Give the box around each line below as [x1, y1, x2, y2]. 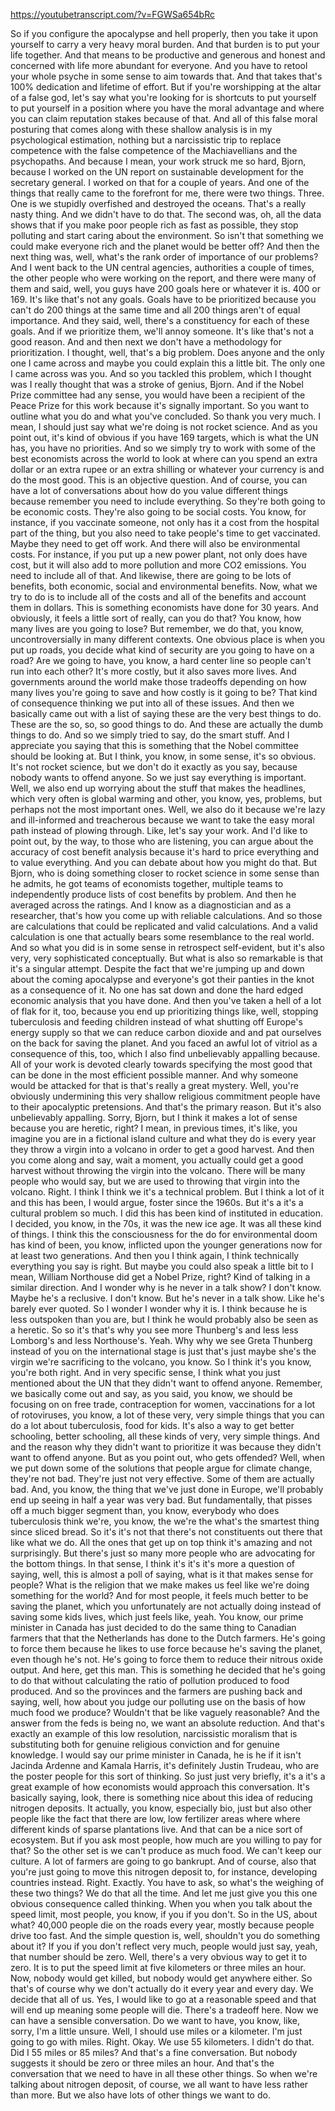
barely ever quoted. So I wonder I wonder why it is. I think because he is [10, 1303, 308, 1314]
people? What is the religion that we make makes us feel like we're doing [10, 1579, 310, 1591]
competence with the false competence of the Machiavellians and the [10, 145, 298, 156]
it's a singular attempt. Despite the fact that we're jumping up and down [10, 963, 305, 974]
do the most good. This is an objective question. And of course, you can [10, 474, 308, 486]
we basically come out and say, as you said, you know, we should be [10, 1388, 293, 1399]
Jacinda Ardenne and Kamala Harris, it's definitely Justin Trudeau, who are [10, 1760, 320, 1771]
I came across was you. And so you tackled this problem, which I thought [10, 368, 312, 379]
